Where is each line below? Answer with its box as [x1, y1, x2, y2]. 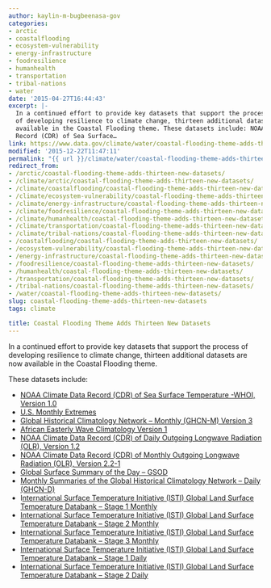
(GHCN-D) [19, 484, 56, 493]
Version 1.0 [19, 398, 57, 408]
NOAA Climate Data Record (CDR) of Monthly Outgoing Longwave [19, 450, 240, 460]
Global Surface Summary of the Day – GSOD [19, 467, 168, 477]
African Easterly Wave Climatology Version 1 [19, 424, 168, 434]
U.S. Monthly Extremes [19, 407, 97, 417]
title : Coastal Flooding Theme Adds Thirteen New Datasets [8, 319, 211, 327]
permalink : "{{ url [8, 154, 74, 162]
